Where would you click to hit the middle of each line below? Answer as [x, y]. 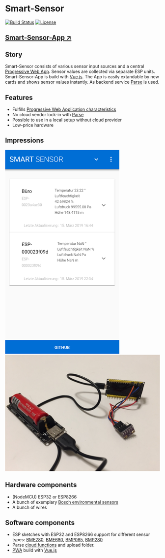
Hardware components [41, 485]
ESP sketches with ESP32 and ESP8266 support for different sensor [81, 534]
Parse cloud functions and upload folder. [53, 545]
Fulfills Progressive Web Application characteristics [64, 109]
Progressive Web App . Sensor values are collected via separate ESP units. [80, 71]
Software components [40, 523]
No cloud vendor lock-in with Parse [48, 114]
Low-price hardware [33, 125]
